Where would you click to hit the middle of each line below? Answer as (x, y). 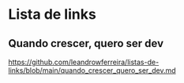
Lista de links (52, 14)
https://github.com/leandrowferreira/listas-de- (84, 62)
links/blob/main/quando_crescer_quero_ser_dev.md (92, 70)
